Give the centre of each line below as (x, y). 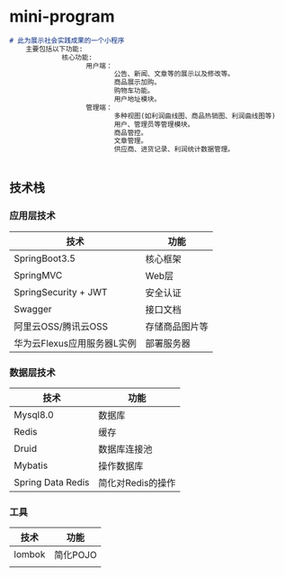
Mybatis (31, 465)
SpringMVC (38, 275)
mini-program (62, 17)
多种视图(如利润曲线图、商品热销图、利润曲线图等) (195, 116)
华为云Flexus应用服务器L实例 (75, 343)
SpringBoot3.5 (45, 258)
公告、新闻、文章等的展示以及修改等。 (174, 74)
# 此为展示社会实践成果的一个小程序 (67, 41)
